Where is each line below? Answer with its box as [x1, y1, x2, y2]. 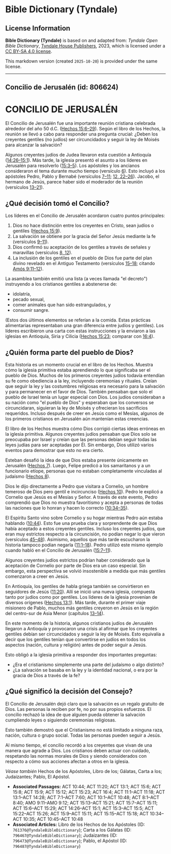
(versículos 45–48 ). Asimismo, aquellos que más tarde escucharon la [5, 536, 150, 542]
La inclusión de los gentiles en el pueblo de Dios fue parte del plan [12, 255, 153, 261]
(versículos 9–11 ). [12, 238, 49, 245]
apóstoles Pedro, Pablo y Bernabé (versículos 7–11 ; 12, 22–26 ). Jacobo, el [5, 173, 159, 179]
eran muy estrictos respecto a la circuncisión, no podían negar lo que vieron [5, 531, 165, 537]
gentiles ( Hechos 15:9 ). [12, 228, 62, 234]
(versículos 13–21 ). [5, 184, 44, 191]
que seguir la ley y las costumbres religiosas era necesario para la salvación [5, 383, 165, 389]
